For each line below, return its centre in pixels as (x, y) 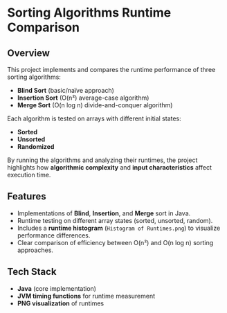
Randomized (36, 146)
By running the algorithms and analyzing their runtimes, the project (102, 160)
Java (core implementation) (57, 288)
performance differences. (54, 235)
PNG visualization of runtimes (61, 303)
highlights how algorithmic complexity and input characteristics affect (110, 167)
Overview (29, 53)
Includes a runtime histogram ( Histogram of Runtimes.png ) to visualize (119, 228)
